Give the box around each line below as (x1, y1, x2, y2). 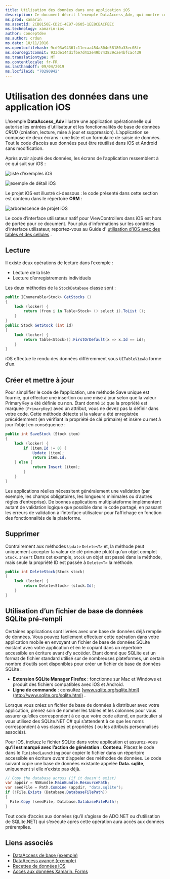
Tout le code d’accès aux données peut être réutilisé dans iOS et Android (5, 140, 158, 146)
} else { (14, 460, 33, 465)
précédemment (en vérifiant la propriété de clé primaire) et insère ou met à (5, 416, 161, 422)
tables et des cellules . (5, 231, 52, 237)
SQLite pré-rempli (5, 615, 63, 623)
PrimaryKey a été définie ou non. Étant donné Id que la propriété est (5, 400, 148, 406)
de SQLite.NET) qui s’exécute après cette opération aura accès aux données (5, 819, 164, 825)
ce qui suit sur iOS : (5, 161, 46, 167)
